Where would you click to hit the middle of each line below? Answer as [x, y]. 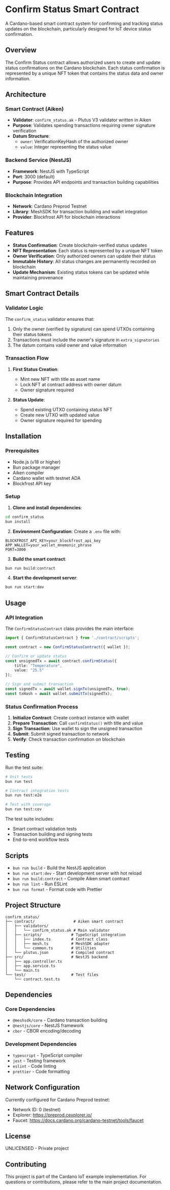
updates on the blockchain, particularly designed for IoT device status [78, 28]
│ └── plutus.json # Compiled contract [60, 952]
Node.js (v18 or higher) [37, 462]
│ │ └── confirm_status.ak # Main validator [58, 930]
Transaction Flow [27, 358]
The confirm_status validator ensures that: [50, 319]
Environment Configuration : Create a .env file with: [67, 531]
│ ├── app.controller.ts [34, 961]
